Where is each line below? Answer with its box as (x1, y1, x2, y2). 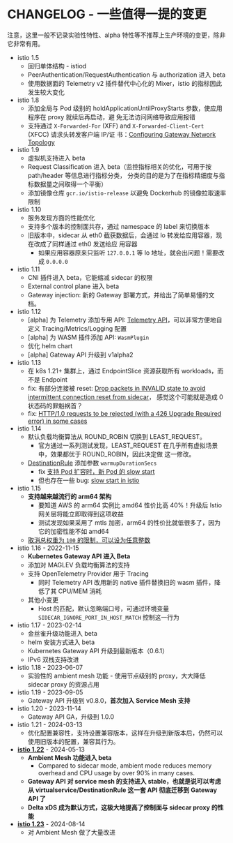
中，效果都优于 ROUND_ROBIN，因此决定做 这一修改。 (38, 449, 195, 458)
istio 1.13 (17, 358, 42, 366)
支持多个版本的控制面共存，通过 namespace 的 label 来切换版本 (27, 222, 210, 230)
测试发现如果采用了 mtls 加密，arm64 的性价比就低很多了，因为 (38, 518, 221, 527)
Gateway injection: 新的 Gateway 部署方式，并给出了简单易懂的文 (27, 290, 215, 299)
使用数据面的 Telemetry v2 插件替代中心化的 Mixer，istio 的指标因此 (27, 79, 223, 87)
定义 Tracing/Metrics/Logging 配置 (27, 324, 127, 332)
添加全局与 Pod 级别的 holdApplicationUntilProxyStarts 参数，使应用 (27, 104, 223, 112)
